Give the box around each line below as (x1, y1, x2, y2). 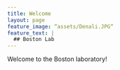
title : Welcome (7, 10, 52, 17)
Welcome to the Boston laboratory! (7, 55, 107, 63)
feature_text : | (7, 29, 54, 37)
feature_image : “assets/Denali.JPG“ (7, 23, 114, 30)
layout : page (7, 17, 45, 24)
